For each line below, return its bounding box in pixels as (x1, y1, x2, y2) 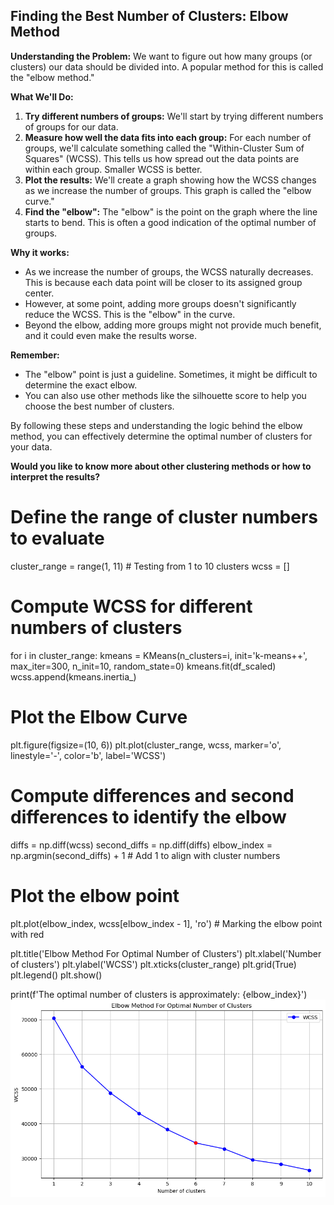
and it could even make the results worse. (24, 329, 198, 341)
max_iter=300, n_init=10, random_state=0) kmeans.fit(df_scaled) (10, 660, 277, 672)
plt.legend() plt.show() (10, 969, 103, 981)
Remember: (10, 349, 60, 361)
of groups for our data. (24, 120, 119, 133)
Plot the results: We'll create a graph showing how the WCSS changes (24, 174, 317, 186)
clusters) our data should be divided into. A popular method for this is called (10, 60, 324, 73)
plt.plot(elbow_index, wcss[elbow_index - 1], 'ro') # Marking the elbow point (10, 917, 323, 929)
